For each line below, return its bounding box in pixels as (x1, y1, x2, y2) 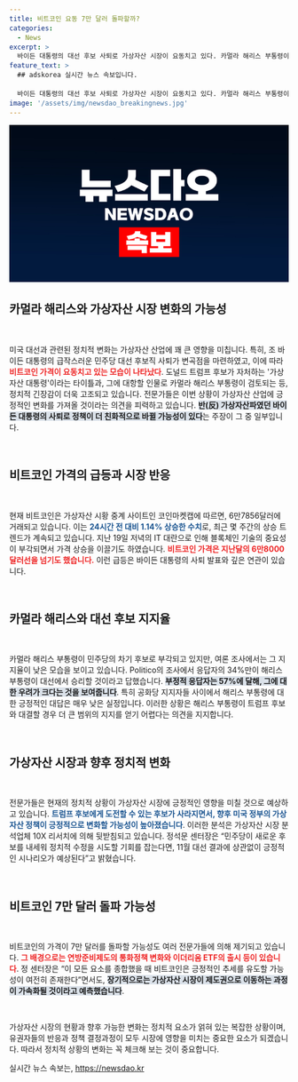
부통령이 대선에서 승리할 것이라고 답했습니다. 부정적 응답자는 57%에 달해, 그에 (9, 676, 278, 687)
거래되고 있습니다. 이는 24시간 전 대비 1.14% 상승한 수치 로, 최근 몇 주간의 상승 (9, 521, 278, 532)
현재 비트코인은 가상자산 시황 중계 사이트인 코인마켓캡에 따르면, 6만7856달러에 (9, 510, 281, 521)
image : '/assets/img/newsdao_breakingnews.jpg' (9, 99, 189, 107)
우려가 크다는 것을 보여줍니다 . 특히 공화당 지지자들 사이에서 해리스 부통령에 (18, 687, 275, 697)
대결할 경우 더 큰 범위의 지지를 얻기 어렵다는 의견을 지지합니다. (18, 709, 234, 720)
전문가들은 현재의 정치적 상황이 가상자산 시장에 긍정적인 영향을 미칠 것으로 (9, 798, 265, 808)
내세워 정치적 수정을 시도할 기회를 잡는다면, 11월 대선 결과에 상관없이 (25, 842, 262, 853)
